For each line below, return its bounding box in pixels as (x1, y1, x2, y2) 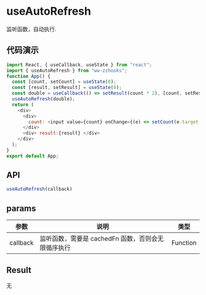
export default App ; (6, 153, 59, 159)
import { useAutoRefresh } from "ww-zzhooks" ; (6, 67, 128, 74)
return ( (12, 101, 34, 108)
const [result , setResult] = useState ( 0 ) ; (12, 85, 122, 91)
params (6, 203, 37, 213)
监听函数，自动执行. (6, 25, 57, 33)
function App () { (6, 73, 51, 79)
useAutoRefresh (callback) (6, 186, 72, 193)
